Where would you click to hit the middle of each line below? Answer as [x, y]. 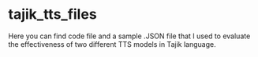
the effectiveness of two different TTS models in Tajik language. [112, 44]
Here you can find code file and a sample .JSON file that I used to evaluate [129, 36]
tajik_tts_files [52, 14]
